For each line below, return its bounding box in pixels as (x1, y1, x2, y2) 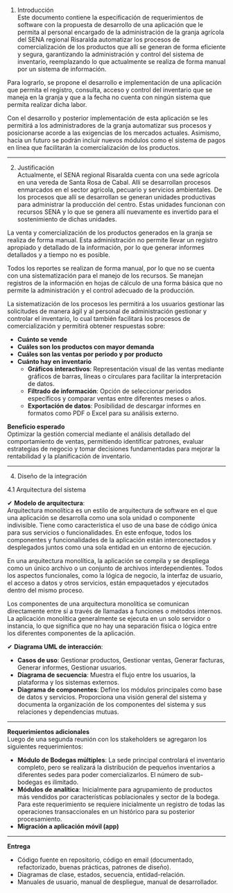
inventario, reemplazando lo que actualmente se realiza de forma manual (17, 58, 226, 65)
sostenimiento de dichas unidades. (17, 215, 117, 223)
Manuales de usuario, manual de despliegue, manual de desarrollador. (17, 878, 218, 886)
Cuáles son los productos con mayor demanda (17, 343, 155, 351)
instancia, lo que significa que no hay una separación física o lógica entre (7, 621, 217, 630)
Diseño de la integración (17, 472, 87, 480)
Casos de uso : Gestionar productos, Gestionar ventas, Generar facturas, (17, 656, 225, 664)
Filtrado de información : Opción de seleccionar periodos (27, 387, 192, 395)
